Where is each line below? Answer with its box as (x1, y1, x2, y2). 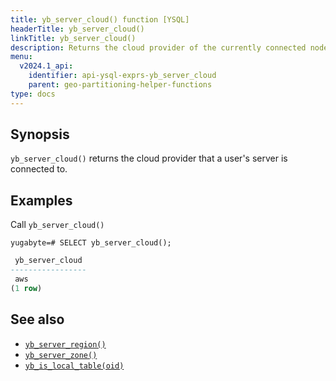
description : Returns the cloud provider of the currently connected (10, 42, 307, 53)
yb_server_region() (24, 339, 107, 350)
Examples (10, 192, 73, 209)
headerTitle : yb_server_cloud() (10, 24, 145, 34)
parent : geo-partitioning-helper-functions (28, 80, 213, 90)
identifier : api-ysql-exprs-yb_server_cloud (28, 71, 217, 81)
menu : (10, 52, 33, 62)
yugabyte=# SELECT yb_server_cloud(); (10, 238, 172, 248)
